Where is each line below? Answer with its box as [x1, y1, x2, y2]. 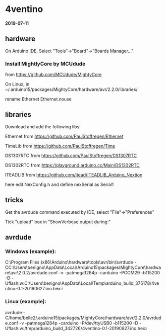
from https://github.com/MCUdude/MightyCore [5, 71, 102, 78]
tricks [5, 196, 24, 204]
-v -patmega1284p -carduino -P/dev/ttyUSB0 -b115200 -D [19, 320, 139, 326]
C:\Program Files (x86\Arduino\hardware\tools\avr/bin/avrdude [5, 259, 133, 265]
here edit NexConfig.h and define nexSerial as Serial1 [5, 181, 114, 187]
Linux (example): [5, 298, 47, 305]
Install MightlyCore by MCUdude [5, 60, 86, 67]
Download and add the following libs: [5, 123, 81, 130]
